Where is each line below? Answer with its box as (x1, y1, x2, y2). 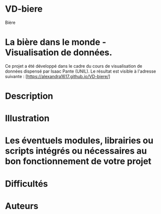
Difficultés (5, 178, 48, 189)
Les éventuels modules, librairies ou (5, 135, 154, 146)
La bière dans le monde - (5, 37, 107, 48)
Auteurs (5, 200, 39, 212)
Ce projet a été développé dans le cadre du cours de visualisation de (5, 63, 143, 69)
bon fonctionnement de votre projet (5, 156, 152, 167)
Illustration (5, 113, 50, 124)
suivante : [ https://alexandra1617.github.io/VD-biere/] (5, 73, 111, 79)
